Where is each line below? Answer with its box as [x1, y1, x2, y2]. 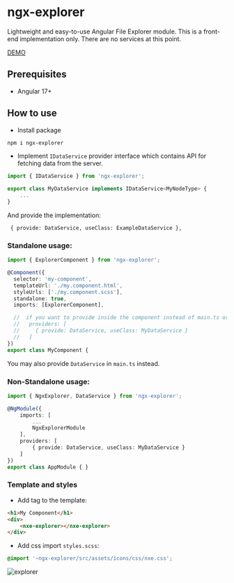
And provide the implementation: [7, 211, 101, 219]
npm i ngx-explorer [7, 139, 64, 147]
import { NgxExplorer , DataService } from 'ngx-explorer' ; [7, 392, 182, 399]
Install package [17, 126, 61, 134]
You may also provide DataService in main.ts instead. [7, 359, 160, 367]
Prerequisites [7, 68, 67, 80]
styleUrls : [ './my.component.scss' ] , [13, 288, 123, 295]
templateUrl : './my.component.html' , [13, 282, 123, 289]
